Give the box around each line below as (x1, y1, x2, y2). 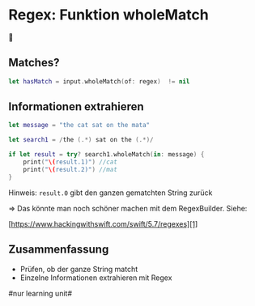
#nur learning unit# (8, 288, 73, 298)
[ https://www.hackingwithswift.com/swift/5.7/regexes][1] (8, 219, 198, 228)
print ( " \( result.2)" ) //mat (23, 165, 117, 173)
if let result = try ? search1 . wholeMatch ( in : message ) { (8, 151, 205, 159)
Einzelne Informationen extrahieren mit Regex (19, 273, 172, 283)
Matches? (8, 56, 60, 70)
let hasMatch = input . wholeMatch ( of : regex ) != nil (8, 77, 190, 86)
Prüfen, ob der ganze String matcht (19, 264, 138, 274)
